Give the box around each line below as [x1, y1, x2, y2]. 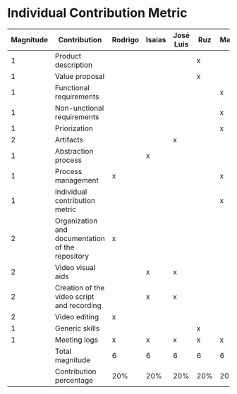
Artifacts [55, 135, 83, 144]
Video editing [55, 312, 99, 321]
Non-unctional [55, 103, 104, 113]
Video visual [55, 262, 96, 272]
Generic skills [55, 323, 100, 333]
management [55, 175, 99, 185]
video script [55, 291, 95, 301]
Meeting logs [55, 335, 99, 345]
